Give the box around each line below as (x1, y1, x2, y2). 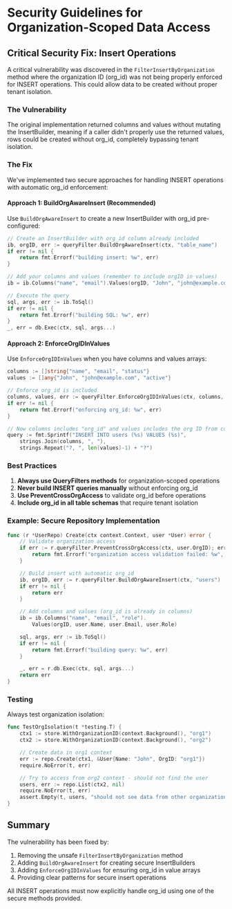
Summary (7, 819, 50, 831)
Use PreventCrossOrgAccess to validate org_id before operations (17, 492, 206, 500)
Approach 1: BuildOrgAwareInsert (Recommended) (7, 199, 157, 207)
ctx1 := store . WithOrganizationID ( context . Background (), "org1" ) (19, 730, 212, 737)
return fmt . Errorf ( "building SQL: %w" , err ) (19, 312, 150, 318)
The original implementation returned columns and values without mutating (7, 120, 221, 129)
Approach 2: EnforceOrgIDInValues (7, 339, 110, 348)
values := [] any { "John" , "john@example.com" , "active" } (7, 375, 171, 381)
